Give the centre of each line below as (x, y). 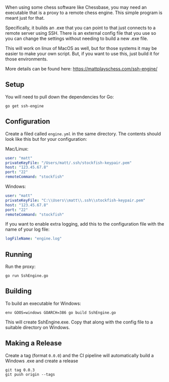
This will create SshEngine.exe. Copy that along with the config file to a (79, 322)
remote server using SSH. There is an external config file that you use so (81, 33)
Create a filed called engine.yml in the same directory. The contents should (83, 134)
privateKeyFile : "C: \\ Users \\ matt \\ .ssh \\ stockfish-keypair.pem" (75, 200)
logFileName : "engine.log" (34, 239)
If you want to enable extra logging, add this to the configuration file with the (85, 224)
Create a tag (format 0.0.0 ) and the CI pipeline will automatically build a (79, 355)
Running (19, 254)
